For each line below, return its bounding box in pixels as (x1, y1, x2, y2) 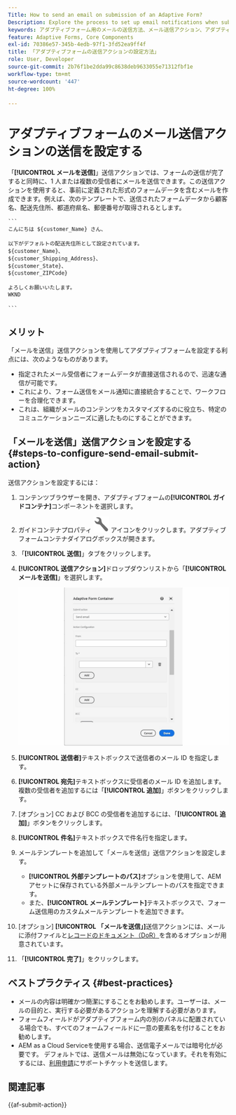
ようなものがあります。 (44, 355, 112, 363)
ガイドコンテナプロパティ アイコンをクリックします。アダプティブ (18, 526, 226, 534)
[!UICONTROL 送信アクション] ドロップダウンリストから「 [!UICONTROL (18, 564, 227, 573)
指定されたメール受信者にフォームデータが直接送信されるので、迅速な (18, 370, 221, 378)
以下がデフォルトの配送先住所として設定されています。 (8, 240, 143, 247)
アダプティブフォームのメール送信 (8, 126, 204, 142)
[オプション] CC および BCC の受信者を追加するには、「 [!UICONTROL (18, 809, 219, 818)
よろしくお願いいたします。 (8, 285, 76, 292)
